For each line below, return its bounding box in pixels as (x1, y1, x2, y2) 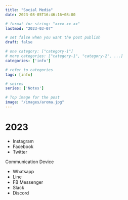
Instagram (12, 138, 34, 144)
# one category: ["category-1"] (5, 49, 73, 54)
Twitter (12, 148, 28, 155)
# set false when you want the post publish (5, 35, 101, 40)
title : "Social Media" (5, 7, 53, 13)
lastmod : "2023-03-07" (5, 26, 53, 31)
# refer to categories (5, 67, 53, 72)
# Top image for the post (5, 95, 60, 100)
